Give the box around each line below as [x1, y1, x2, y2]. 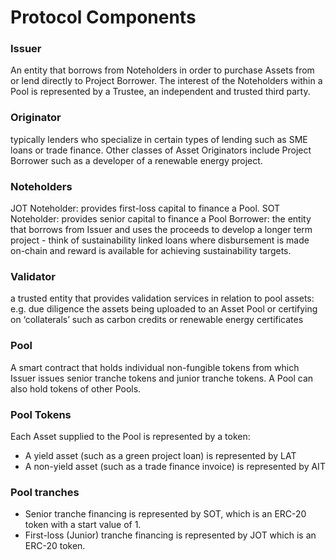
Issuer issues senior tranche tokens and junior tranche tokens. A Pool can [10, 372, 314, 384]
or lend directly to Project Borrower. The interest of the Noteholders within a [10, 75, 323, 87]
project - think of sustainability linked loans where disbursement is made [10, 234, 310, 246]
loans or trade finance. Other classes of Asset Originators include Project [10, 144, 312, 156]
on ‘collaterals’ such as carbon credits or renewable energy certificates [10, 314, 304, 326]
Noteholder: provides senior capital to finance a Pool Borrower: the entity [10, 213, 312, 225]
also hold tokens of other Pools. [10, 382, 142, 395]
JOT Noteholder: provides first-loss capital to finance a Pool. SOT [10, 202, 281, 215]
